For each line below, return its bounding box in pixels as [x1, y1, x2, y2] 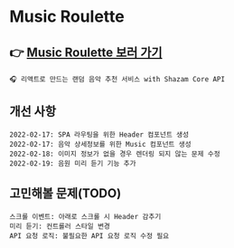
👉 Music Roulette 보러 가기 [9, 44, 163, 60]
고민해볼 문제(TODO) [9, 186, 122, 201]
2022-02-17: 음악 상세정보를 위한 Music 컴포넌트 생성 [9, 139, 192, 148]
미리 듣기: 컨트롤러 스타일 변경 [9, 222, 111, 231]
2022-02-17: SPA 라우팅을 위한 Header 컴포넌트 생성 [9, 129, 190, 139]
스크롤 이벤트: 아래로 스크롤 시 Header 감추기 [9, 212, 162, 221]
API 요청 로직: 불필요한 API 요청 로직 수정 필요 [9, 231, 170, 241]
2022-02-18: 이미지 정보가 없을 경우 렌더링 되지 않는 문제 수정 [9, 149, 220, 158]
